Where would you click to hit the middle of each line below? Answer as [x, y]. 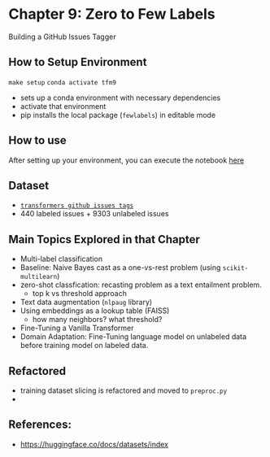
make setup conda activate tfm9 [62, 82]
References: [40, 425]
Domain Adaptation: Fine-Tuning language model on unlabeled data [133, 337]
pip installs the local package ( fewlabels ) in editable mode [118, 115]
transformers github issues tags [77, 206]
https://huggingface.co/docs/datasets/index [94, 444]
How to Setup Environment [78, 62]
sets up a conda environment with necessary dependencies [120, 98]
